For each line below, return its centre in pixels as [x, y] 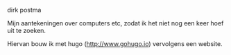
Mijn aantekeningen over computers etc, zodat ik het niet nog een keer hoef [115, 23]
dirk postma [24, 10]
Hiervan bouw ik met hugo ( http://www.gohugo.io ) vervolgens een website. [115, 44]
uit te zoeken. [27, 31]
